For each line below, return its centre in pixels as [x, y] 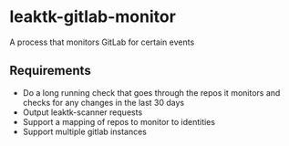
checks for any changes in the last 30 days [103, 102]
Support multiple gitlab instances [85, 131]
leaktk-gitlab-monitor [93, 17]
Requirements [50, 71]
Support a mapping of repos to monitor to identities [119, 121]
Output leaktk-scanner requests [83, 112]
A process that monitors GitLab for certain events [102, 42]
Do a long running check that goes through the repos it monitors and [151, 92]
